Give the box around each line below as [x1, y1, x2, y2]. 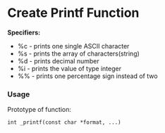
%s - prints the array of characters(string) [17, 49, 140, 58]
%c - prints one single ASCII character [17, 42, 130, 50]
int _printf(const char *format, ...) [7, 119, 121, 126]
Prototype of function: [7, 106, 72, 114]
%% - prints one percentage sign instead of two [17, 72, 158, 80]
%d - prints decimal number [17, 56, 100, 65]
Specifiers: [7, 28, 41, 37]
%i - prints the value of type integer [17, 64, 122, 72]
